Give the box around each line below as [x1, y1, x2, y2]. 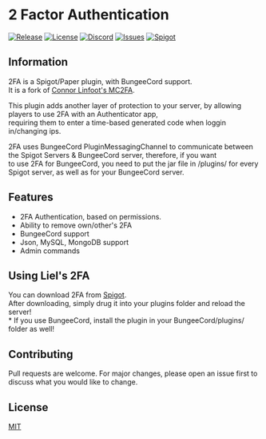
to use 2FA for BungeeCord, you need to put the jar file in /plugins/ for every [8, 159, 259, 168]
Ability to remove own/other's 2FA [19, 220, 133, 230]
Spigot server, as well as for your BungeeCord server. [8, 167, 185, 177]
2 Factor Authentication [8, 6, 169, 24]
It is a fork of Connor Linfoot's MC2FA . [8, 85, 135, 95]
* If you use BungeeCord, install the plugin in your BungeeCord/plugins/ [8, 316, 245, 325]
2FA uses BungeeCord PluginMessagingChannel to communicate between [8, 142, 254, 151]
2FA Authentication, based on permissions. [19, 211, 162, 221]
